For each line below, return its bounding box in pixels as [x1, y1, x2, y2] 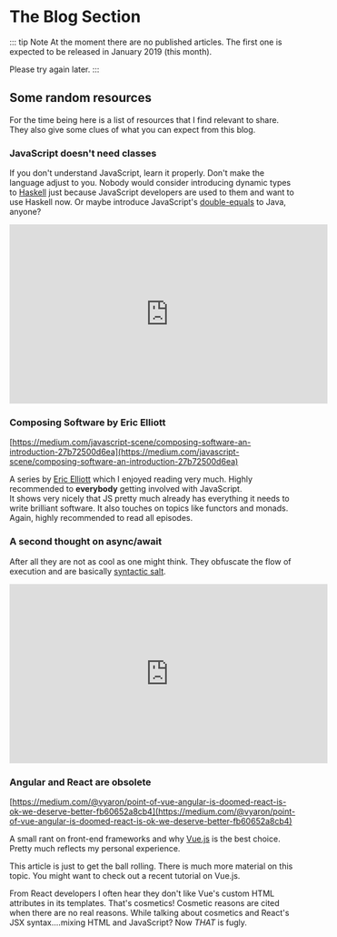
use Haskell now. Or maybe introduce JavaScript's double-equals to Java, [9, 197, 286, 208]
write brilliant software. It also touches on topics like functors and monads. [9, 503, 289, 514]
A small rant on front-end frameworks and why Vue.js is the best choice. [9, 833, 281, 844]
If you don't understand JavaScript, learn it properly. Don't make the [9, 168, 265, 178]
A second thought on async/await [9, 535, 162, 548]
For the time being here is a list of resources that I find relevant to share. [9, 114, 280, 125]
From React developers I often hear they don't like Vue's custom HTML [9, 888, 275, 899]
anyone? [9, 207, 42, 218]
